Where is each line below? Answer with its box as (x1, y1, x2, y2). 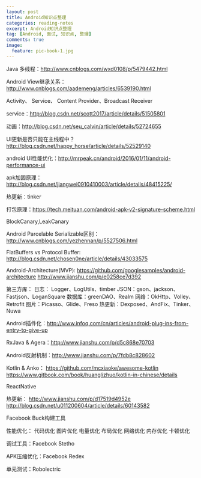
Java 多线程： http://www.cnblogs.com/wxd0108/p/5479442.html (6, 65, 168, 72)
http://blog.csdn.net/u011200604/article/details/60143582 (6, 402, 150, 409)
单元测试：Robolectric (6, 465, 61, 473)
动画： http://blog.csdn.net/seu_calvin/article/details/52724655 (6, 123, 162, 130)
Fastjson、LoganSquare (6, 293, 66, 300)
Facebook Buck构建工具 (6, 414, 66, 421)
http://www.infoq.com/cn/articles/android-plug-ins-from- (46, 319, 189, 326)
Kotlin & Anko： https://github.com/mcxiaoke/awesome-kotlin (6, 364, 159, 372)
